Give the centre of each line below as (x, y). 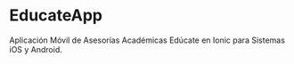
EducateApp (56, 16)
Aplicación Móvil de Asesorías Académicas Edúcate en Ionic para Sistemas (147, 40)
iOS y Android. (36, 49)
